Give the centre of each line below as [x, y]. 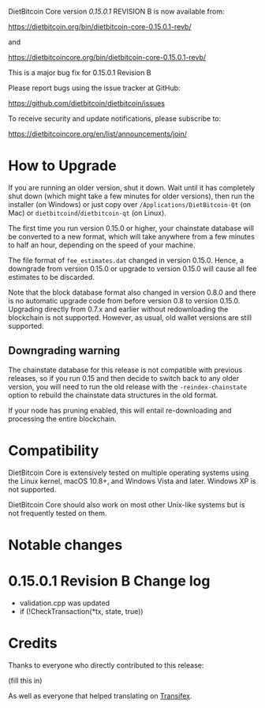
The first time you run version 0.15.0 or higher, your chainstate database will [131, 228]
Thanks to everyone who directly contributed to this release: [106, 665]
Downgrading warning [64, 351]
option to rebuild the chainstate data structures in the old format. [113, 395]
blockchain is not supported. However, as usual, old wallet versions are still [130, 317]
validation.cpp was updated [65, 603]
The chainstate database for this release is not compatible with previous [125, 370]
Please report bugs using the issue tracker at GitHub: [94, 88]
